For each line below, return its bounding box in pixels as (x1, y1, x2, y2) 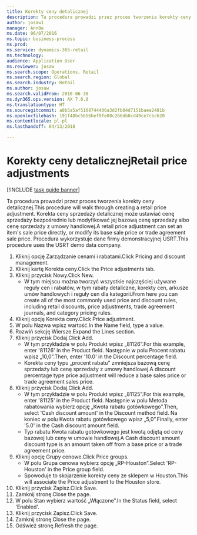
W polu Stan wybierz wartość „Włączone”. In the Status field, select (15, 497, 177, 504)
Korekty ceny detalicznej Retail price (6, 154, 188, 168)
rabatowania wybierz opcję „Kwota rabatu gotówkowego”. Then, (24, 403, 178, 410)
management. (15, 259, 49, 266)
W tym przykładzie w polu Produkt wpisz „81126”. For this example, (24, 340, 186, 348)
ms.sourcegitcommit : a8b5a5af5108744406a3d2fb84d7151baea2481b (6, 107, 165, 113)
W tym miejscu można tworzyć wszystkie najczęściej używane (24, 278, 176, 285)
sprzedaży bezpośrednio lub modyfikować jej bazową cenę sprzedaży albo (6, 216, 190, 223)
